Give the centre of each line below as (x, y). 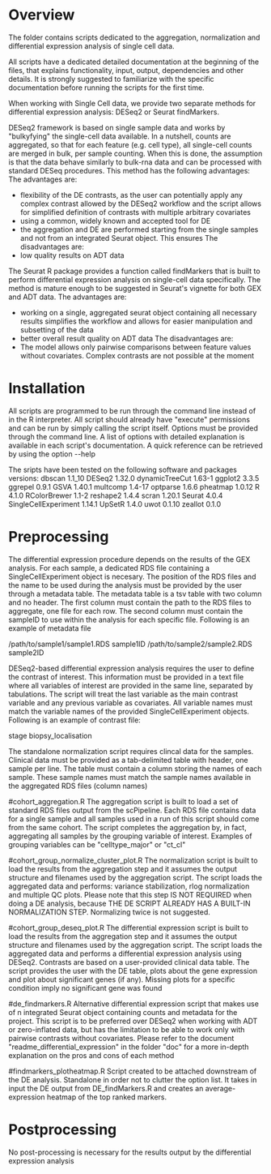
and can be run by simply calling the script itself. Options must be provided (133, 428)
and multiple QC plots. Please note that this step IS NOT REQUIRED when (130, 894)
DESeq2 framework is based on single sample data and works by (117, 127)
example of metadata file (50, 628)
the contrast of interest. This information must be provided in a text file (126, 677)
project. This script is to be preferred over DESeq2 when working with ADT (133, 1021)
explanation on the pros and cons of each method (91, 1055)
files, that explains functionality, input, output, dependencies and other (126, 70)
